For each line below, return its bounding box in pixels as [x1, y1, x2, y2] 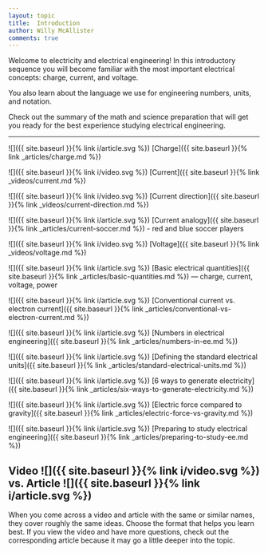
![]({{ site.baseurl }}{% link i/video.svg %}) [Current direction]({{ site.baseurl [8, 192, 259, 201]
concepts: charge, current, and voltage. [8, 73, 139, 82]
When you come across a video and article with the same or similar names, [8, 510, 255, 519]
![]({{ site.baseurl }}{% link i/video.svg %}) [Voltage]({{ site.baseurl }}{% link [8, 239, 260, 249]
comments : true [8, 34, 59, 42]
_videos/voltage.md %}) [8, 248, 87, 258]
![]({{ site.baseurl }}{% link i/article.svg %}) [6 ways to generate [8, 376, 218, 385]
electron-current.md [8, 313, 76, 322]
